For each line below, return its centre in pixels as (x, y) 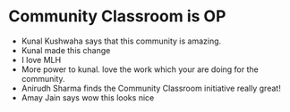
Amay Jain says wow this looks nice (88, 97)
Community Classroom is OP (117, 16)
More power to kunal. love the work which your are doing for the (140, 69)
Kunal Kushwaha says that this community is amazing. (121, 41)
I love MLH (41, 60)
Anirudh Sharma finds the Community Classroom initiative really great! (151, 88)
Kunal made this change (66, 50)
